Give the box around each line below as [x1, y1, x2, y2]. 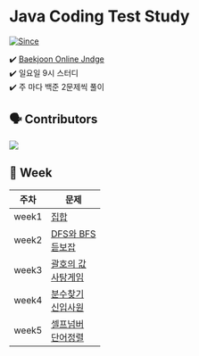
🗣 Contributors [9, 112, 98, 127]
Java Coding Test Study [9, 6, 190, 27]
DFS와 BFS [50, 228, 96, 240]
